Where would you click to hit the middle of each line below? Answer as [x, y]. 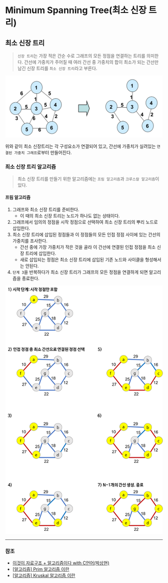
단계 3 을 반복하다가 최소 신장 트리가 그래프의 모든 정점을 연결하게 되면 [80, 272]
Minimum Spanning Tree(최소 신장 [76, 10]
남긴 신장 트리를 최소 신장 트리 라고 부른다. [57, 68]
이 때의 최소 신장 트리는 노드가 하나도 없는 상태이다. [70, 215]
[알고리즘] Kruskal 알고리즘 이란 [44, 575]
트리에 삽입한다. [41, 253]
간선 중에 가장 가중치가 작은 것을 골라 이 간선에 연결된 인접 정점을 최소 [88, 247]
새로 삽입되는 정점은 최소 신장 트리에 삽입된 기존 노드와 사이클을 [82, 259]
